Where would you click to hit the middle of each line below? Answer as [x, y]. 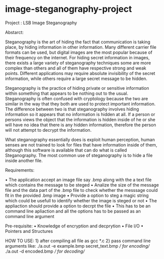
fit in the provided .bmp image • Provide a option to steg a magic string [77, 195]
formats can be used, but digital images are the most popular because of [79, 52]
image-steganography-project [68, 9]
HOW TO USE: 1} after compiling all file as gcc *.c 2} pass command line [78, 241]
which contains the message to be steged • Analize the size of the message [82, 185]
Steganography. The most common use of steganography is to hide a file [79, 155]
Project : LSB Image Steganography [41, 23]
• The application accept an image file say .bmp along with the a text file [78, 180]
